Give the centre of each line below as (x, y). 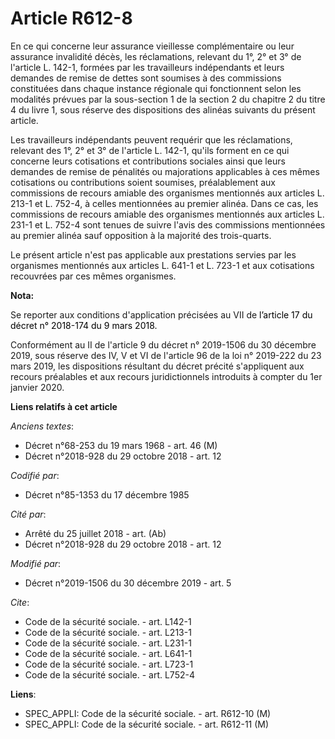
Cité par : (28, 514)
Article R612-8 (71, 18)
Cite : (20, 602)
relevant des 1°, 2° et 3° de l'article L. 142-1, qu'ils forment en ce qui (150, 150)
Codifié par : (35, 475)
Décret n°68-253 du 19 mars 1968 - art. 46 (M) (121, 445)
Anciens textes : (42, 426)
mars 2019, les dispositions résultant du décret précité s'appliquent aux (157, 366)
